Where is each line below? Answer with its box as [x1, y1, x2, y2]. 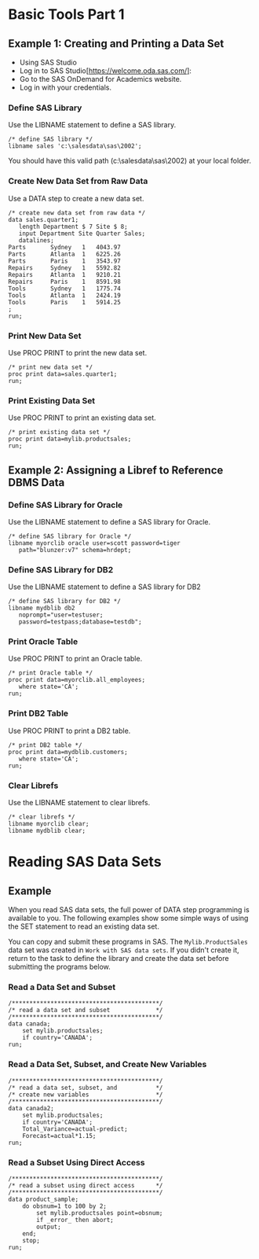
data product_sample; [8, 1195, 79, 1203]
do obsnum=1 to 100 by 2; [22, 1202, 108, 1210]
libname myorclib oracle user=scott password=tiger [8, 539, 181, 547]
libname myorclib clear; [8, 820, 89, 828]
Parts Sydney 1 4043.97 [8, 243, 122, 251]
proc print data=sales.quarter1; [8, 370, 118, 378]
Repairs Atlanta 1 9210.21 [8, 271, 122, 278]
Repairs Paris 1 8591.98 [8, 278, 122, 285]
